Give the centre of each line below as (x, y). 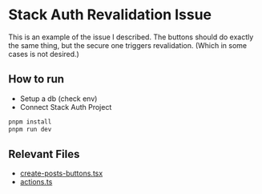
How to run (36, 79)
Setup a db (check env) (58, 99)
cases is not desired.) (44, 54)
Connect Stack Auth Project (66, 107)
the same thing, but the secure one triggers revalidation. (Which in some (128, 45)
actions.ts (36, 182)
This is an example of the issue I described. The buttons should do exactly (131, 37)
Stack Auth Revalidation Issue (110, 15)
